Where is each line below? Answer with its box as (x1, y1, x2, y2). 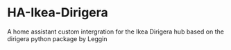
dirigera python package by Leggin (7, 34, 108, 42)
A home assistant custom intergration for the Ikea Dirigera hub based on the (7, 27, 224, 36)
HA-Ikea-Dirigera (7, 5, 109, 21)
